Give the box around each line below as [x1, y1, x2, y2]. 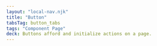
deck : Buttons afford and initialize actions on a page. [6, 31, 152, 37]
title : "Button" [6, 14, 47, 20]
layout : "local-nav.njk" [6, 8, 69, 15]
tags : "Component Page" [6, 25, 66, 32]
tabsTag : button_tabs [6, 20, 61, 26]
